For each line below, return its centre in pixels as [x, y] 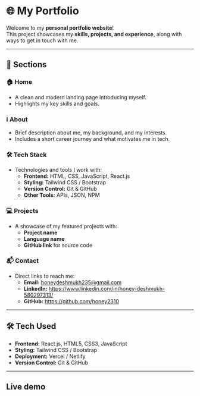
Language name [44, 238]
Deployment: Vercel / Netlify [50, 356]
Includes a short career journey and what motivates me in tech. [92, 139]
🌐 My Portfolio [43, 11]
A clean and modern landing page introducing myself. [81, 97]
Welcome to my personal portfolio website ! [60, 27]
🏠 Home [19, 82]
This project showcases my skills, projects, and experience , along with [94, 34]
